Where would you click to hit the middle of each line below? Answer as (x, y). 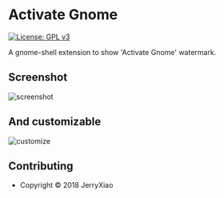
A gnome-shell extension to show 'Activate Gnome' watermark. (112, 52)
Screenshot (38, 77)
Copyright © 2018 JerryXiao (66, 185)
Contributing (41, 166)
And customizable (55, 122)
